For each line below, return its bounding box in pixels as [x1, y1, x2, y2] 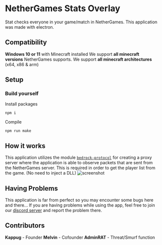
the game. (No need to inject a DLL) [5, 170, 77, 176]
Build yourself [5, 90, 39, 97]
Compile [5, 119, 22, 125]
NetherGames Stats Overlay [5, 3, 120, 14]
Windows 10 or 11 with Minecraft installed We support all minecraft [5, 51, 140, 57]
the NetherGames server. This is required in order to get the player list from [5, 165, 156, 171]
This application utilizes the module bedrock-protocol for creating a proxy [5, 155, 152, 160]
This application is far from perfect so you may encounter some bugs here [5, 197, 154, 203]
